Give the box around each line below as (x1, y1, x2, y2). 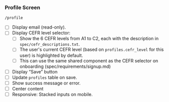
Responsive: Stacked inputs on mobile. (12, 91, 93, 97)
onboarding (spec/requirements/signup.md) (19, 63, 111, 69)
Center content (12, 85, 44, 91)
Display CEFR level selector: (12, 30, 71, 36)
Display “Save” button (12, 68, 58, 74)
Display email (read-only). (12, 24, 66, 30)
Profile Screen (5, 4, 41, 11)
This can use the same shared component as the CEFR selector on (19, 57, 158, 64)
